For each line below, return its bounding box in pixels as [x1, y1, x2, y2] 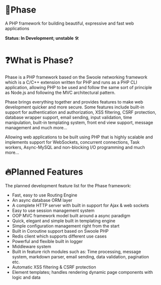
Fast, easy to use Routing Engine [12, 192, 77, 198]
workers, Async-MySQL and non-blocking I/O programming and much [5, 144, 145, 150]
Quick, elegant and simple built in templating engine [12, 218, 116, 224]
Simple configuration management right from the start [12, 223, 120, 229]
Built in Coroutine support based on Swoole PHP [12, 228, 109, 234]
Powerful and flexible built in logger [12, 238, 83, 244]
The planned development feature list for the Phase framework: [5, 182, 132, 188]
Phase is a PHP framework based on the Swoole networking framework [5, 74, 147, 80]
